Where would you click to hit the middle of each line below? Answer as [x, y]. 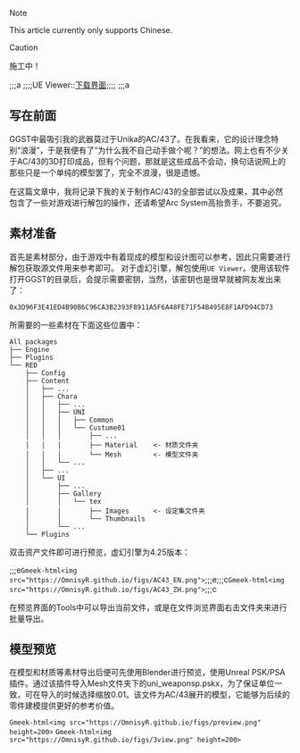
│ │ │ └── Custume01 [75, 428]
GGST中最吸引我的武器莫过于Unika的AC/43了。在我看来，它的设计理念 [140, 138]
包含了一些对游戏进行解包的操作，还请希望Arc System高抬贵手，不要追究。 [148, 202]
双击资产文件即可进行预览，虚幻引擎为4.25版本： [100, 552]
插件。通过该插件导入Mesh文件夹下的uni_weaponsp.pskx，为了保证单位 [142, 683]
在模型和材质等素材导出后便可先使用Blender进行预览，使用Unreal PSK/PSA [147, 673]
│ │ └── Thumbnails [85, 519]
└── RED [24, 365]
